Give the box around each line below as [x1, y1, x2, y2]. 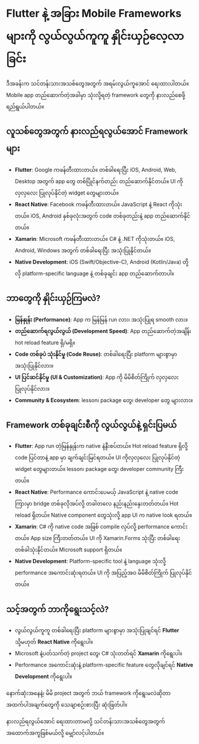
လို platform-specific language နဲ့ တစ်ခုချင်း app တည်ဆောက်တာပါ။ [14, 269, 174, 277]
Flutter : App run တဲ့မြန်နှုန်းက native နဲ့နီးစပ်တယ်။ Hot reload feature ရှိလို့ [14, 442, 188, 450]
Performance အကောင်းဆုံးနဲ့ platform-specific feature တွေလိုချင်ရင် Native [14, 661, 194, 668]
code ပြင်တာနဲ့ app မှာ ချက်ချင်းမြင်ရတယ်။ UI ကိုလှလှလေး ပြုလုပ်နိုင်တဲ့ [14, 454, 181, 461]
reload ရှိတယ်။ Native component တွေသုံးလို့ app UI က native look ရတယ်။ [14, 511, 192, 519]
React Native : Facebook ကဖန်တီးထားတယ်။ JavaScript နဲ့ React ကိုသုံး [14, 200, 182, 208]
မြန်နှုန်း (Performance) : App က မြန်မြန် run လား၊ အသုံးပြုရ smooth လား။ [14, 316, 188, 323]
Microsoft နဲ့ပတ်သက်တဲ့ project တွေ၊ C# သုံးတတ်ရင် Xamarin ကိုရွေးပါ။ [14, 650, 182, 657]
